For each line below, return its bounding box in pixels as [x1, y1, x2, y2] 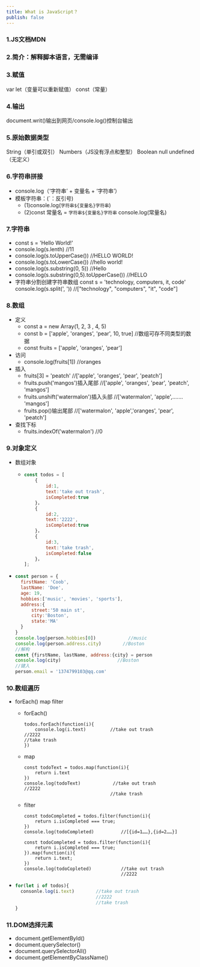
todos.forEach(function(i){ [23, 721, 94, 727]
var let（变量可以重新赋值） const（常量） [6, 86, 111, 93]
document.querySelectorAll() [14, 948, 87, 955]
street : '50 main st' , [31, 607, 85, 613]
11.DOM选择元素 [6, 921, 53, 929]
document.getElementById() [14, 934, 85, 942]
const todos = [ [23, 472, 65, 478]
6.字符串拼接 [6, 172, 43, 181]
